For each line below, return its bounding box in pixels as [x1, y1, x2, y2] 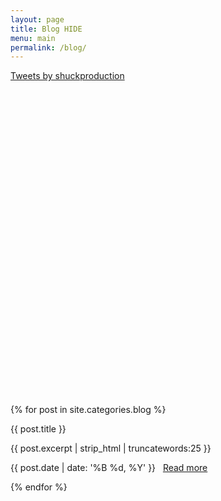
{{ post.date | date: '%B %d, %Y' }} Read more [10, 462, 208, 474]
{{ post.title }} [10, 423, 67, 435]
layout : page [10, 14, 65, 25]
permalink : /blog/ [10, 42, 87, 53]
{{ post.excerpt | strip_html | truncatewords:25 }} [10, 442, 212, 455]
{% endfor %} [10, 481, 68, 493]
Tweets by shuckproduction [10, 70, 125, 82]
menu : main [10, 33, 56, 43]
